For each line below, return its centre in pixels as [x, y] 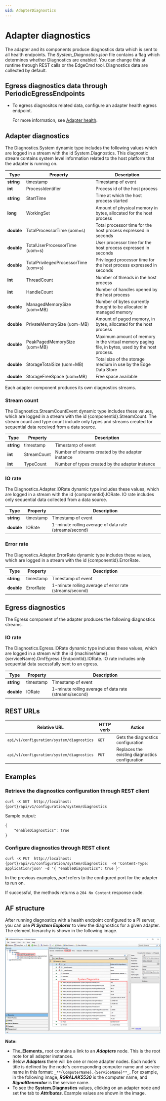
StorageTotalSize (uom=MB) [55, 364]
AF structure [25, 908]
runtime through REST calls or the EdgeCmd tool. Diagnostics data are [77, 65]
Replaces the [130, 749]
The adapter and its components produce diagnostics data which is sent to [81, 49]
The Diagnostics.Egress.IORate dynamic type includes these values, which [81, 648]
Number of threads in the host [126, 277]
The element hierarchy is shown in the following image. [61, 931]
